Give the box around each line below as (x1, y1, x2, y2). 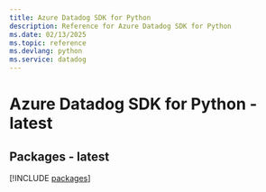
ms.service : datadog (9, 55, 87, 64)
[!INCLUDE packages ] (9, 173, 91, 183)
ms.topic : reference (9, 38, 87, 48)
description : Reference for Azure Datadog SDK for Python (9, 22, 232, 31)
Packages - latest (9, 149, 110, 164)
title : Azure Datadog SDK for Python (9, 13, 151, 23)
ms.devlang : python (9, 47, 83, 56)
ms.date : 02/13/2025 (9, 30, 87, 39)
